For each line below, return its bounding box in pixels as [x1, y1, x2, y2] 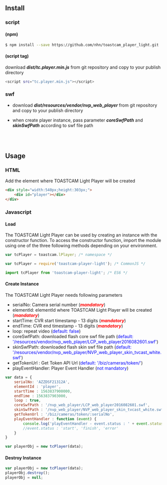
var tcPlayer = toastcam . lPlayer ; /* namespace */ [5, 252, 112, 257]
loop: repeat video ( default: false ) [12, 328, 81, 334]
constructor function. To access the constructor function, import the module [5, 238, 162, 243]
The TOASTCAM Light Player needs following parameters [5, 292, 123, 298]
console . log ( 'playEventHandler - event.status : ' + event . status [23, 421, 164, 426]
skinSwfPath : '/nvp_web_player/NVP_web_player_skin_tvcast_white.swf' [14, 407, 166, 412]
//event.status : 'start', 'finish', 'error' [23, 426, 119, 431]
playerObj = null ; [5, 475, 43, 480]
